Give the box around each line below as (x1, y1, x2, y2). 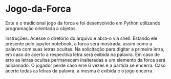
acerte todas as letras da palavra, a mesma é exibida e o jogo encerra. (5, 67, 154, 74)
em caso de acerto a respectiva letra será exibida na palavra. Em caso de (5, 51, 160, 58)
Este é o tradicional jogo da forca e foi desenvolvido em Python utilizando (5, 20, 161, 26)
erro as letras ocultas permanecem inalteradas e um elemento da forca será (5, 57, 165, 63)
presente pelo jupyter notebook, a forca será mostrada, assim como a (5, 40, 153, 46)
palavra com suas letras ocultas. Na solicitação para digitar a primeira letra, (5, 46, 165, 52)
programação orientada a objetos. (5, 25, 77, 31)
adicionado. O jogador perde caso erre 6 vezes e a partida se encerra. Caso (5, 62, 166, 68)
